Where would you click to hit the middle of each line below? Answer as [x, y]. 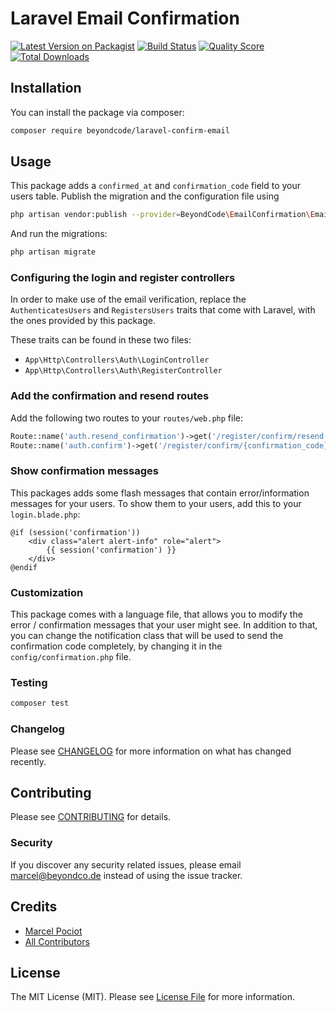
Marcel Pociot [53, 931]
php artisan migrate [53, 252]
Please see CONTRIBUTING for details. [91, 817]
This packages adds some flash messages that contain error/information [160, 493]
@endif [24, 567]
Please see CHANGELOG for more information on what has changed [151, 751]
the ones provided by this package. [83, 321]
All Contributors [57, 941]
